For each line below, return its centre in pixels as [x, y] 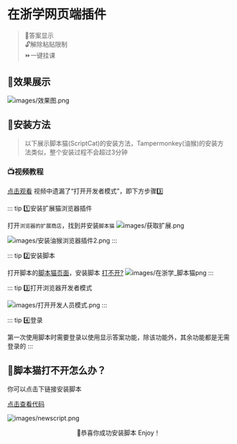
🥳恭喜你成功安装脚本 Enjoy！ [119, 433]
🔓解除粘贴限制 [46, 44]
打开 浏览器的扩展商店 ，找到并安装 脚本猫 [61, 225]
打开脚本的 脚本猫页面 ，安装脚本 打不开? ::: [110, 272]
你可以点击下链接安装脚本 [44, 389]
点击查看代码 [26, 404]
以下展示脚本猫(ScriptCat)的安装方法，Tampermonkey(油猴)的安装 [121, 143]
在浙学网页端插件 [57, 14]
